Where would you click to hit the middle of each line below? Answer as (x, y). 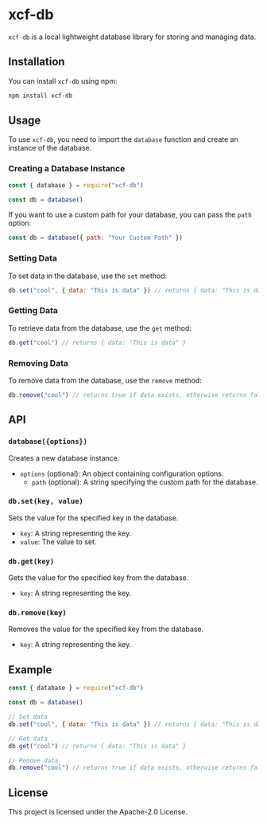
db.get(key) (31, 561)
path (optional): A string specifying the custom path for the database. (145, 482)
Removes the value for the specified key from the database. (106, 629)
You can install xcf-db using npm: (63, 80)
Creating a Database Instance (67, 169)
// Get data (28, 739)
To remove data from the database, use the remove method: (105, 381)
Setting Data (33, 258)
